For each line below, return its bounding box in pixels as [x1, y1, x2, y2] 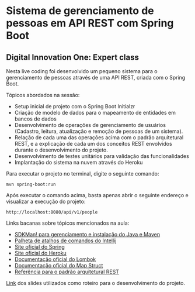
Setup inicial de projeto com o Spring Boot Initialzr [14, 103, 135, 109]
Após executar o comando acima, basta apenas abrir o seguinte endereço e [6, 192, 189, 198]
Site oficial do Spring [14, 243, 65, 250]
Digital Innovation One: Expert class [6, 52, 139, 62]
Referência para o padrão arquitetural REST [14, 268, 120, 275]
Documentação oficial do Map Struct [14, 262, 103, 269]
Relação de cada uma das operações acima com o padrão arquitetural [14, 134, 184, 141]
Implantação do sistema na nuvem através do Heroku [14, 159, 143, 166]
